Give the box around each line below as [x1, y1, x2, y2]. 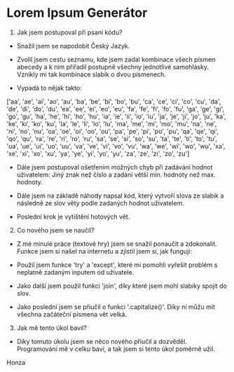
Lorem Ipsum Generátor [6, 5, 148, 21]
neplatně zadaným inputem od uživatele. [16, 268, 135, 276]
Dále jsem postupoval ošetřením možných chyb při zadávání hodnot [16, 163, 213, 171]
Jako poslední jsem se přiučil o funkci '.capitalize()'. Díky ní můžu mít [16, 303, 215, 311]
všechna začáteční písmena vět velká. [16, 310, 128, 318]
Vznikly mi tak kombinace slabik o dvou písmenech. [16, 70, 166, 78]
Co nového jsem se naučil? [16, 226, 95, 234]
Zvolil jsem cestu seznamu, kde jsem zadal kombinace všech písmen [16, 55, 216, 64]
